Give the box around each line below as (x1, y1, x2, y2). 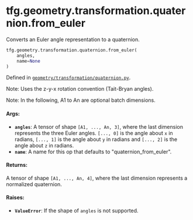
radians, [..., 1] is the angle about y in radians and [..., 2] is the (14, 136, 177, 143)
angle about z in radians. (14, 142, 74, 149)
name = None (16, 58, 41, 64)
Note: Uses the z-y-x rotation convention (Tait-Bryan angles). (6, 85, 154, 92)
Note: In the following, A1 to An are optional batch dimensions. (6, 97, 156, 104)
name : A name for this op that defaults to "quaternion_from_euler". (14, 148, 172, 155)
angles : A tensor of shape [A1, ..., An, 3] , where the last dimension (14, 123, 183, 130)
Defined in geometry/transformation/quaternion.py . (6, 74, 131, 81)
